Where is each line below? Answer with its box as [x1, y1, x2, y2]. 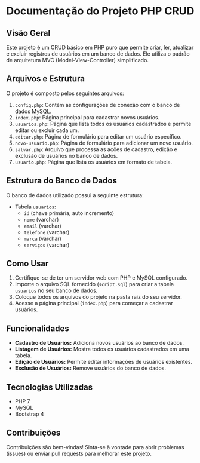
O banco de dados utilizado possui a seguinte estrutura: [6, 191, 144, 198]
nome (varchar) [23, 216, 59, 223]
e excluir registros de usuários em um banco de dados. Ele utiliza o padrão [6, 50, 190, 57]
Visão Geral [6, 28, 51, 38]
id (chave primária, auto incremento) [23, 209, 115, 216]
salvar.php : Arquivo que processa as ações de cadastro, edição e [14, 145, 177, 153]
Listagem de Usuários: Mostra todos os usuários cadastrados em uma [14, 345, 189, 353]
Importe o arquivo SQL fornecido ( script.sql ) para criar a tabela [14, 281, 174, 288]
